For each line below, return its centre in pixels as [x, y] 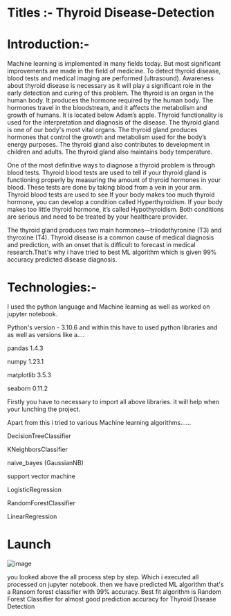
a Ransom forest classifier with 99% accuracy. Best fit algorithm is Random [114, 592]
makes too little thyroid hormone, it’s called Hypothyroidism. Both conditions [116, 210]
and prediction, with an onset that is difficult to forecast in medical [101, 245]
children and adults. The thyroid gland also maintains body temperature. [110, 152]
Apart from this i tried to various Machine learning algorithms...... [99, 423]
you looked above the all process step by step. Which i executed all [103, 577]
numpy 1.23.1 [26, 362]
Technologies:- [52, 288]
